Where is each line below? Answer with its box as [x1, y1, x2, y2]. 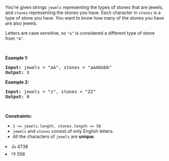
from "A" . [5, 35, 25, 41]
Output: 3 [5, 70, 29, 75]
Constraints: [5, 113, 32, 119]
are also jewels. [5, 20, 38, 26]
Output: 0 [5, 94, 29, 100]
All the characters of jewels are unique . [12, 133, 95, 139]
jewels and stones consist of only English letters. [12, 128, 115, 134]
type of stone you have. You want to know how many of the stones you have [5, 15, 164, 21]
